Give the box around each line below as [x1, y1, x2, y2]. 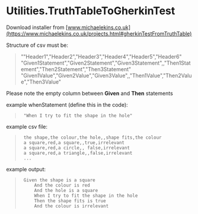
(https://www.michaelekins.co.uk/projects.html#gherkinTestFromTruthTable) [6, 30, 192, 37]
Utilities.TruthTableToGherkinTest [6, 4, 175, 18]
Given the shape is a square [23, 177, 96, 183]
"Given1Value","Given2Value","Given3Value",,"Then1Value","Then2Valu [20, 72, 192, 79]
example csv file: [6, 123, 48, 130]
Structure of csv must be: [6, 41, 69, 49]
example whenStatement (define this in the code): [6, 101, 129, 108]
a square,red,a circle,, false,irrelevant [23, 145, 130, 151]
